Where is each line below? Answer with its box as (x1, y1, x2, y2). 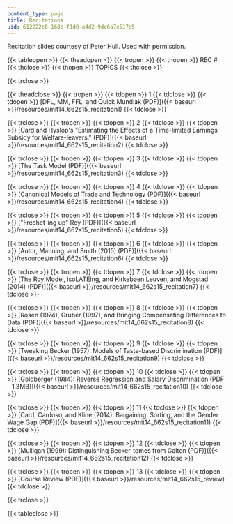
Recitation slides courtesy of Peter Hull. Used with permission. (7, 43, 186, 51)
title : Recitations (7, 17, 64, 24)
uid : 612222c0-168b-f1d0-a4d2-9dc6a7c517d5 (7, 23, 136, 30)
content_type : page (7, 10, 64, 17)
